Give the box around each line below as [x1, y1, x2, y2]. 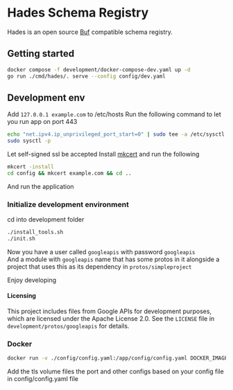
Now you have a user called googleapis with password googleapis [7, 247, 196, 256]
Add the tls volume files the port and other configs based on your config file [7, 367, 224, 375]
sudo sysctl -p [7, 137, 51, 145]
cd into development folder [7, 215, 85, 224]
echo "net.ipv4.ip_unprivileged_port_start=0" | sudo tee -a [7, 131, 188, 138]
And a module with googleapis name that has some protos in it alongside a [7, 255, 220, 263]
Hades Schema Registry [7, 5, 149, 21]
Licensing [7, 292, 37, 300]
